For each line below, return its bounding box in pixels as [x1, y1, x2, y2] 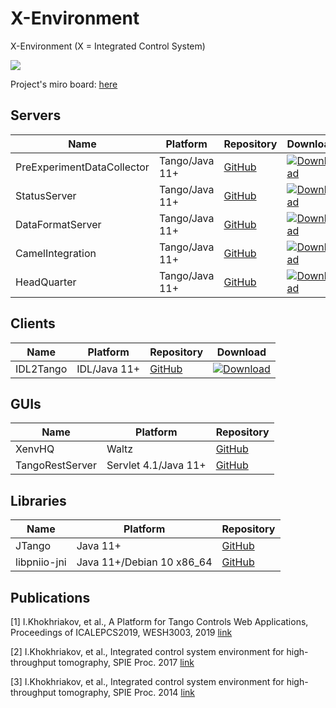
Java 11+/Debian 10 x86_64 [76, 555, 213, 569]
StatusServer [15, 188, 77, 202]
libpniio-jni [15, 555, 67, 569]
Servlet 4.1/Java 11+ [106, 458, 207, 472]
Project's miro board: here [10, 78, 118, 90]
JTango [15, 539, 52, 553]
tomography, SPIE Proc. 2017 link [58, 657, 195, 668]
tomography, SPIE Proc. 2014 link [58, 687, 196, 698]
